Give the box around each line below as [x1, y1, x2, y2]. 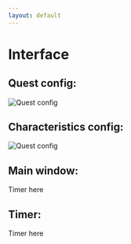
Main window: [8, 164, 78, 177]
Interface [8, 45, 69, 63]
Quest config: [8, 76, 77, 91]
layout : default [8, 11, 61, 20]
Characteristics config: [8, 120, 124, 134]
